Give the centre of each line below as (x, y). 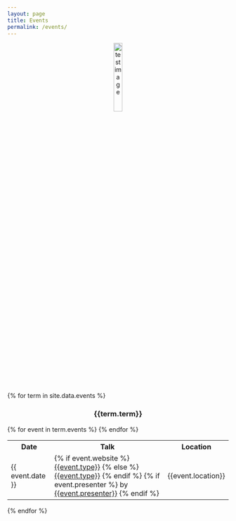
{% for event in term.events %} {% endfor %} (73, 429)
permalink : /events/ (38, 27)
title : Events (28, 20)
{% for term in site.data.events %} (57, 396)
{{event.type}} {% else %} (96, 467)
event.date (28, 475)
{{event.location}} (196, 475)
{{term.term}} (118, 414)
